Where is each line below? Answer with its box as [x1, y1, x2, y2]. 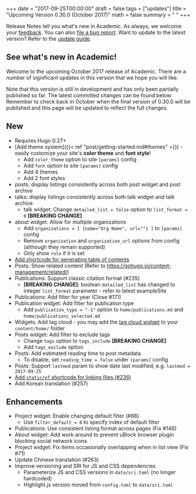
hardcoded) [23, 475, 52, 482]
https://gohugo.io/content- [107, 262, 172, 269]
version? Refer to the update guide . [6, 35, 92, 42]
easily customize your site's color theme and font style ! [14, 150, 151, 157]
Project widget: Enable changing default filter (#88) [14, 412, 139, 420]
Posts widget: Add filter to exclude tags [14, 331, 111, 338]
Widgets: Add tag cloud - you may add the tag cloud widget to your [14, 318, 178, 326]
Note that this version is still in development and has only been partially [6, 85, 179, 92]
